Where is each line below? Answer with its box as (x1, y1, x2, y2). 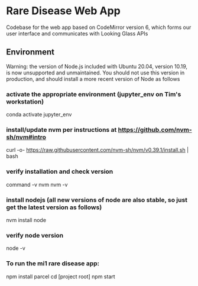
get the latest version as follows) (6, 203, 102, 211)
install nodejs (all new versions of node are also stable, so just (6, 196, 188, 204)
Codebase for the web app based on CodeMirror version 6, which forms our (6, 24, 191, 31)
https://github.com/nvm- (118, 125, 192, 134)
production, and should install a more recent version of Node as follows (6, 75, 180, 82)
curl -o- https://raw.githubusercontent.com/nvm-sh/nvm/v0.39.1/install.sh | (6, 147, 189, 154)
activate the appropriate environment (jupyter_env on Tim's (6, 90, 181, 98)
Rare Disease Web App (6, 4, 121, 18)
